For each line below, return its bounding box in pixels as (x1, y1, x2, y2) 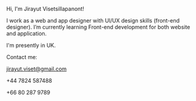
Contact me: (6, 54, 38, 60)
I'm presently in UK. (6, 42, 56, 49)
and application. (6, 30, 47, 37)
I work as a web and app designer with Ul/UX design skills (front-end (6, 17, 180, 24)
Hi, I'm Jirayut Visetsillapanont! (6, 5, 84, 12)
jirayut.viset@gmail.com (6, 65, 67, 72)
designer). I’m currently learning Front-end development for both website (6, 24, 191, 30)
